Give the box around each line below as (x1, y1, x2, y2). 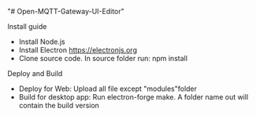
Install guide (7, 22, 47, 31)
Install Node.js (18, 37, 65, 46)
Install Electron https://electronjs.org (18, 45, 137, 54)
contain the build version (18, 101, 100, 110)
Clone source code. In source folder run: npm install (18, 54, 188, 63)
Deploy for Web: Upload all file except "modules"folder (18, 84, 198, 93)
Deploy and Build (7, 69, 63, 78)
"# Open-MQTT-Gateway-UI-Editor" (7, 7, 125, 16)
